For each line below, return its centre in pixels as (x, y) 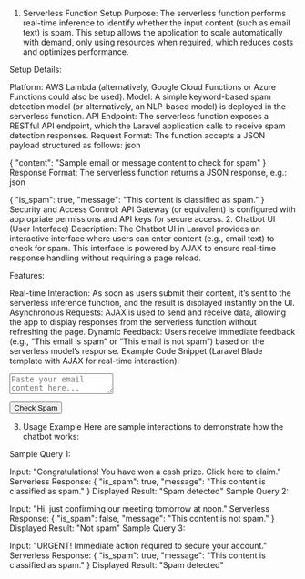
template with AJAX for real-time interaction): (95, 361)
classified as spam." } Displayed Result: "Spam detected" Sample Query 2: (149, 491)
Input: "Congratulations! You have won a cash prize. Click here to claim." (145, 472)
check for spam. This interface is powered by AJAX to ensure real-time (142, 248)
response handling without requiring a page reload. (106, 258)
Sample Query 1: (40, 454)
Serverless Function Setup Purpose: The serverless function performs (154, 13)
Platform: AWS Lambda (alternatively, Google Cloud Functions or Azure (142, 87)
